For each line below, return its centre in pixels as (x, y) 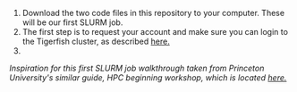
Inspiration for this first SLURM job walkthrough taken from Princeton (137, 68)
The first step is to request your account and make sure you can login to (155, 32)
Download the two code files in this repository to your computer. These (153, 13)
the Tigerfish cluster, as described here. (96, 41)
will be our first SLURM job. (72, 22)
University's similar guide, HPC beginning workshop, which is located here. (148, 78)
